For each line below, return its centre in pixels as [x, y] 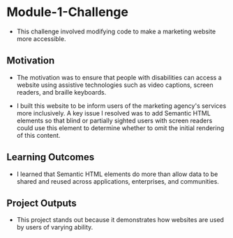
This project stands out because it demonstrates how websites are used [120, 220]
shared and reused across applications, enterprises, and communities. [118, 181]
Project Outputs [42, 203]
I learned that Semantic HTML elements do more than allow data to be [117, 174]
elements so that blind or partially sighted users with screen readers [114, 120]
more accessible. [41, 38]
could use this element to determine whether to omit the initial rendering [120, 128]
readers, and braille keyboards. [61, 92]
